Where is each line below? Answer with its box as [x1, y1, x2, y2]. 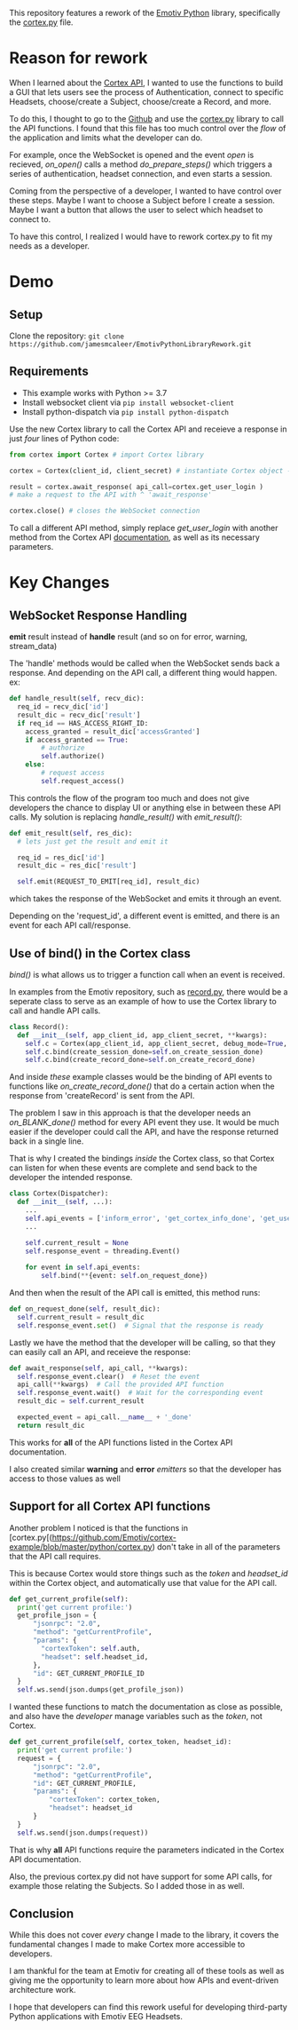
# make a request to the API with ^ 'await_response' [9, 490, 213, 500]
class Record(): [9, 1022, 69, 1031]
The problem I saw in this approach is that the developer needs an [9, 1107, 251, 1118]
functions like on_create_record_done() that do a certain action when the [9, 1081, 275, 1091]
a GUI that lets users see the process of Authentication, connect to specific [9, 86, 284, 97]
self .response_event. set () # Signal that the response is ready [17, 1320, 264, 1330]
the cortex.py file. [9, 17, 74, 28]
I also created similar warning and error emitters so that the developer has [9, 1463, 282, 1474]
